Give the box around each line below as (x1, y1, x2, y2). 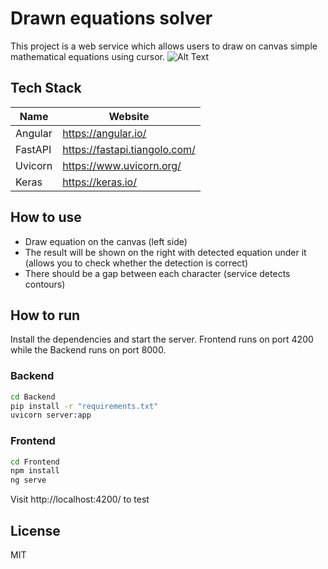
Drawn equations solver (10, 7, 213, 30)
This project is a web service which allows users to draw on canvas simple (10, 40, 318, 52)
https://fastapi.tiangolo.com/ (62, 142, 196, 156)
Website (108, 109, 150, 123)
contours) (24, 278, 66, 290)
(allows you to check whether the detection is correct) (24, 257, 248, 269)
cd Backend (10, 392, 56, 402)
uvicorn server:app (10, 410, 92, 421)
